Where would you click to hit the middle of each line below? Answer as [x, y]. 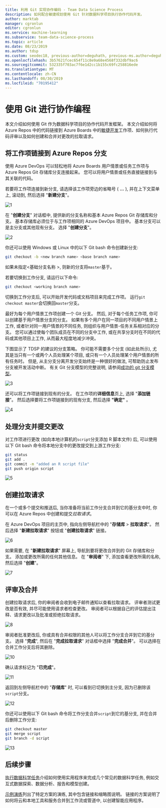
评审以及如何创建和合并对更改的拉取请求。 [53, 136]
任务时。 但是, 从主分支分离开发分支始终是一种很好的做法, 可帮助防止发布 [84, 361]
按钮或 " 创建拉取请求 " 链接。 [80, 531]
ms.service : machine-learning [36, 33]
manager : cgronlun [24, 23]
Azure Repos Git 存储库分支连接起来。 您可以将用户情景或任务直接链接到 [79, 172]
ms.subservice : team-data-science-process [49, 38]
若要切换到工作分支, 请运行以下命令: [42, 278]
